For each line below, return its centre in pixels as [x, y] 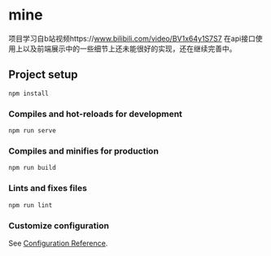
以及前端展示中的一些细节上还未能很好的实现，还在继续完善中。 [129, 48]
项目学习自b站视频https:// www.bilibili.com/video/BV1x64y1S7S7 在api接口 [132, 38]
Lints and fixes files [48, 189]
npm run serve [33, 131]
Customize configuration [59, 225]
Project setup [44, 75]
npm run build [33, 168]
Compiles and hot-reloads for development [96, 114]
